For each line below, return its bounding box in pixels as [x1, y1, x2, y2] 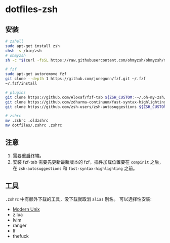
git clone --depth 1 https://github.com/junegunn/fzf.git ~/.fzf [5, 76, 146, 82]
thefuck [12, 233, 29, 239]
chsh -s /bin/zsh [5, 48, 42, 53]
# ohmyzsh [5, 53, 26, 58]
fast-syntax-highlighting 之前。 [68, 165, 138, 171]
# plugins [5, 90, 26, 95]
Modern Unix [12, 206, 40, 212]
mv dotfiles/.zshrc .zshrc [5, 123, 62, 128]
